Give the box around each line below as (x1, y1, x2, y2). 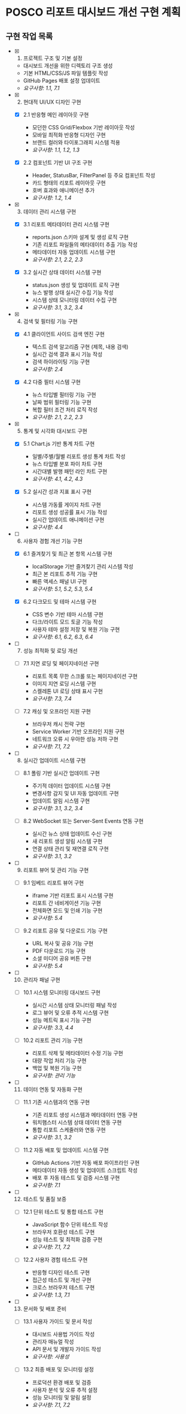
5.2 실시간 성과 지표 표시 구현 (23, 488, 92, 495)
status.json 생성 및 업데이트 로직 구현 (32, 281, 120, 289)
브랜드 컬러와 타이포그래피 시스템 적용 (32, 139, 121, 146)
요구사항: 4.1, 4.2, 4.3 (32, 476, 83, 483)
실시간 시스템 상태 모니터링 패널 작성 (32, 1001, 117, 1009)
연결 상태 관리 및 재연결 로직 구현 (32, 845, 109, 852)
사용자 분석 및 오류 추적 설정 (32, 1386, 98, 1393)
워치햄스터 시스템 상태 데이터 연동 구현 (32, 1119, 122, 1126)
